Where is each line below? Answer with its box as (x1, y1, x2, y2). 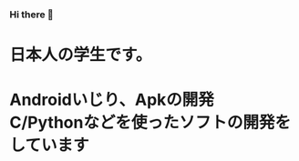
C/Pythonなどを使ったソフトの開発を (9, 113, 292, 133)
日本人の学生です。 (9, 45, 152, 65)
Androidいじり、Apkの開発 (9, 90, 214, 110)
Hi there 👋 (9, 8, 55, 21)
